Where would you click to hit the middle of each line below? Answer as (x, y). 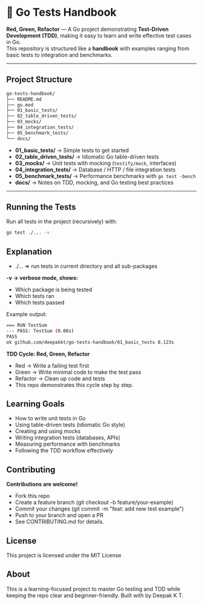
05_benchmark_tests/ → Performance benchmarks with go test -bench (105, 176)
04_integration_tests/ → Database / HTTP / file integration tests (95, 170)
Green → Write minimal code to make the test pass (78, 372)
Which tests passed (40, 303)
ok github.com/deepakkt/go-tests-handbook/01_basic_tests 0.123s (90, 342)
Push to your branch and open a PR (59, 515)
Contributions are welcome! (42, 484)
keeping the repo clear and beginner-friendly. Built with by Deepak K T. (95, 595)
